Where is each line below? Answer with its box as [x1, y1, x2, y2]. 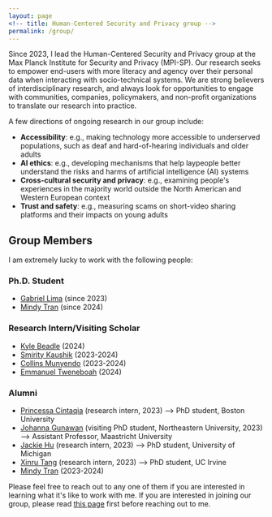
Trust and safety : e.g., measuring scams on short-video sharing [19, 201, 236, 211]
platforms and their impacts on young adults [19, 210, 169, 220]
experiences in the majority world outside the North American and [19, 184, 242, 194]
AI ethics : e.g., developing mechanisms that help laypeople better [19, 158, 241, 168]
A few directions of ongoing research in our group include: [8, 117, 205, 127]
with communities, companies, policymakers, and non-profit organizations [8, 93, 257, 102]
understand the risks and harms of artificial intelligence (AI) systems [19, 167, 249, 177]
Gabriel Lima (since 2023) [19, 294, 108, 304]
